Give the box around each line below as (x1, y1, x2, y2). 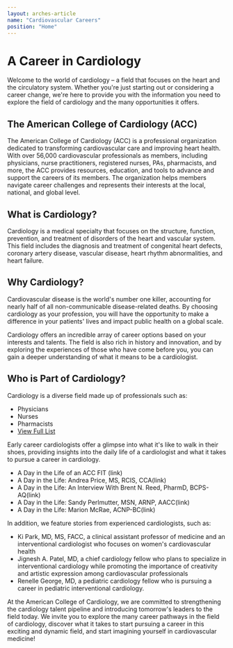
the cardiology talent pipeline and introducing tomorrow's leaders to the (7, 605, 214, 613)
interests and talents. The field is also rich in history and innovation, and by (7, 338, 222, 346)
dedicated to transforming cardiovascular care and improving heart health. (7, 144, 221, 153)
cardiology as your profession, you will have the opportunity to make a (7, 310, 209, 318)
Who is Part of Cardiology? (7, 373, 127, 385)
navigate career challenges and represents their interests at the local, (7, 181, 207, 190)
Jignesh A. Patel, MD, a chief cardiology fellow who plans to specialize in (17, 554, 227, 563)
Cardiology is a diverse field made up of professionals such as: (7, 391, 188, 399)
